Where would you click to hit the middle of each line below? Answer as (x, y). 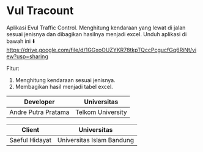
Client (30, 129)
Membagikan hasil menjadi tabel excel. (64, 86)
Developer (39, 102)
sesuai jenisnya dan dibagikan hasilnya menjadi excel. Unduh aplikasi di (97, 34)
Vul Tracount (40, 11)
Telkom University (101, 112)
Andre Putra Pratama (39, 112)
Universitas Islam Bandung (96, 140)
